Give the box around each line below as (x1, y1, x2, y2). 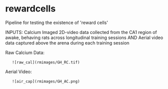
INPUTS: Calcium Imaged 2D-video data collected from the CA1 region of (5, 29, 157, 35)
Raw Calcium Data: (5, 49, 45, 55)
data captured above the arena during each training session (5, 39, 130, 45)
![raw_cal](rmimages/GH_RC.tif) (12, 59, 80, 65)
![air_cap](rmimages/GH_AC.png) (12, 78, 80, 84)
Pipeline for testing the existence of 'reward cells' (5, 19, 108, 25)
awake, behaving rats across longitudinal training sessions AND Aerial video (5, 34, 163, 40)
